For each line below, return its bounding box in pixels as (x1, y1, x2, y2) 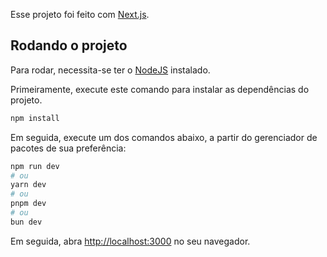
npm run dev (10, 161, 60, 171)
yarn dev (10, 180, 47, 190)
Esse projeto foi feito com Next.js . (10, 9, 150, 20)
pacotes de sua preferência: (10, 142, 127, 154)
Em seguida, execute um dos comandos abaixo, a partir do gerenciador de (10, 131, 318, 143)
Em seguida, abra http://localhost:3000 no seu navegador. (10, 235, 251, 247)
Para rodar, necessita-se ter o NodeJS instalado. (10, 64, 211, 76)
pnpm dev (10, 199, 47, 209)
